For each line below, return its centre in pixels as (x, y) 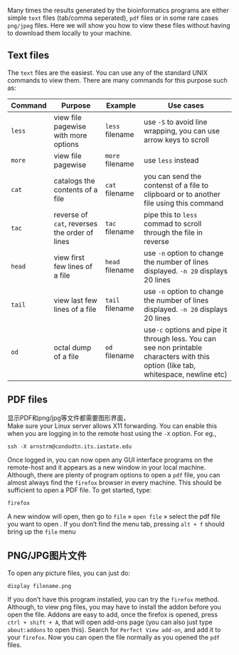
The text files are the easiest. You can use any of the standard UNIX (108, 72)
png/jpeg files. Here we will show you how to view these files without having (119, 25)
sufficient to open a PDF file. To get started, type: (80, 490)
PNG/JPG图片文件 (47, 556)
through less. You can (180, 338)
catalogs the (74, 181)
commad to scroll (172, 223)
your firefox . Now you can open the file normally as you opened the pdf (114, 637)
